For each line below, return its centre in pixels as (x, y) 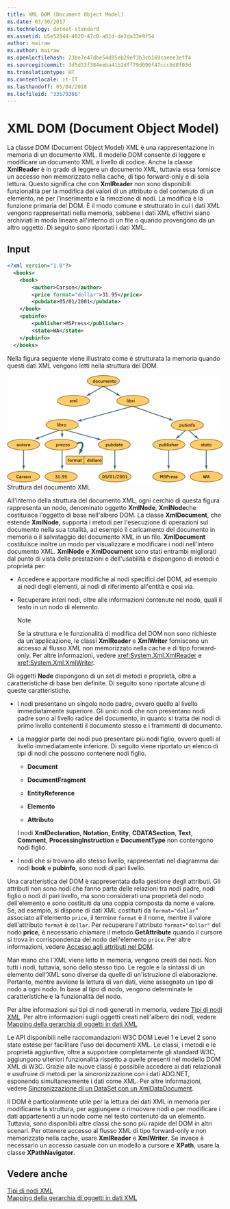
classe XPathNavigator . (41, 1152)
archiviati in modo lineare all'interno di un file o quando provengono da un (111, 220)
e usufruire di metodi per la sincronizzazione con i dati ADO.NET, (99, 1073)
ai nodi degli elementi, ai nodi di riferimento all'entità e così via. (106, 586)
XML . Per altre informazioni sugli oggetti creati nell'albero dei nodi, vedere (112, 1017)
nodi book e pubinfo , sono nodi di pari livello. (81, 868)
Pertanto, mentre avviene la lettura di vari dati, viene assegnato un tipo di (110, 982)
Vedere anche (38, 1174)
